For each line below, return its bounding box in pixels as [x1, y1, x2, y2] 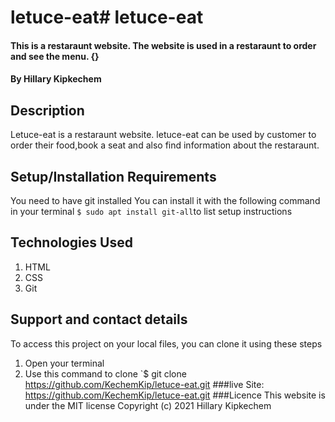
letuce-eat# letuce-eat [10, 6, 204, 29]
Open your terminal [24, 357, 105, 369]
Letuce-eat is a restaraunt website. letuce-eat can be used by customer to [10, 129, 317, 141]
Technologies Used [10, 234, 133, 251]
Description [10, 102, 85, 119]
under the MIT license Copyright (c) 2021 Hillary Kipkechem [24, 399, 272, 411]
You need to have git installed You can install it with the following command [10, 195, 321, 206]
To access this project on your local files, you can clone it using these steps [10, 337, 323, 350]
